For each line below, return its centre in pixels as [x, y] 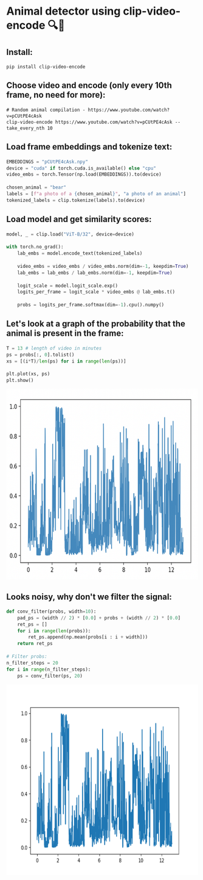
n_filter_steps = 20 [33, 663]
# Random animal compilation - [46, 110]
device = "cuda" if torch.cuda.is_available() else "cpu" [81, 168]
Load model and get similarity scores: [79, 219]
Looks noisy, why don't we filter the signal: [89, 597]
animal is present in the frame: [65, 334]
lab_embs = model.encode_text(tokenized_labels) [80, 254]
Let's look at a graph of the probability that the [96, 324]
